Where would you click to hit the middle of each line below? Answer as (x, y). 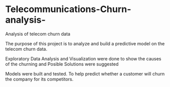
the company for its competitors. (39, 79)
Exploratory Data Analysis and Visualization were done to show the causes (83, 58)
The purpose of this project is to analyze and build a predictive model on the (85, 43)
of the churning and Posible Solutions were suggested (62, 64)
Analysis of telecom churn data (38, 34)
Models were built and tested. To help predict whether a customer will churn (85, 73)
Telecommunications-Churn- (68, 9)
